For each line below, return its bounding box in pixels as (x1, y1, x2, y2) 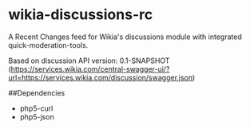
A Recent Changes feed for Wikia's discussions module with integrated (8, 32, 242, 41)
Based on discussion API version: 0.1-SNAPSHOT (8, 56, 170, 65)
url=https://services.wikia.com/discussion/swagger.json (8, 72, 193, 82)
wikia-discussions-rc (8, 6, 153, 24)
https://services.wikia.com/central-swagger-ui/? (10, 64, 170, 73)
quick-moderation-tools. (8, 40, 89, 49)
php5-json (19, 111, 54, 121)
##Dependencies (8, 88, 65, 97)
